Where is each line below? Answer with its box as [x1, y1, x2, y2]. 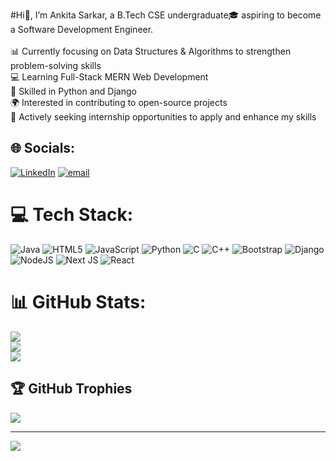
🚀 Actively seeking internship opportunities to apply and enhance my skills [10, 111, 317, 123]
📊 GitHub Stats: [10, 290, 147, 313]
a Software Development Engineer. [10, 24, 154, 35]
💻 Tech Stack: [10, 204, 134, 226]
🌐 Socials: [10, 140, 76, 157]
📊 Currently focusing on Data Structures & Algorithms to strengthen [10, 45, 292, 57]
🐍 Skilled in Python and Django [10, 85, 137, 97]
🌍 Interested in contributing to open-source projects [10, 97, 228, 108]
